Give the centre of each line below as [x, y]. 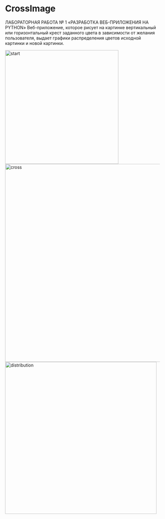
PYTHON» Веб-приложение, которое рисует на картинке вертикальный [81, 27]
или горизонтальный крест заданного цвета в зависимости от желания [80, 33]
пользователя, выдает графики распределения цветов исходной [73, 38]
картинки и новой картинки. [35, 43]
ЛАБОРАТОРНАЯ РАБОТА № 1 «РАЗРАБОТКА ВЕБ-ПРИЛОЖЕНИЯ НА [77, 22]
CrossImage [30, 9]
